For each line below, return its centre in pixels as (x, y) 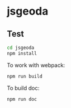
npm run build (25, 76)
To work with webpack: (36, 65)
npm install (22, 53)
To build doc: (23, 88)
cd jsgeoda (21, 48)
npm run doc (22, 99)
